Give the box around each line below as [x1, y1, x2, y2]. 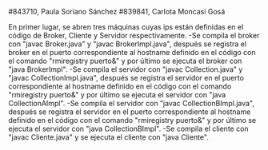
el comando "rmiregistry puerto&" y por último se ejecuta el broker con [8, 56, 242, 65]
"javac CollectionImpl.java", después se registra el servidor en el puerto [8, 73, 244, 82]
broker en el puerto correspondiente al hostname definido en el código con [8, 48, 256, 57]
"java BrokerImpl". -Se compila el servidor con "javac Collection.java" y [8, 65, 243, 74]
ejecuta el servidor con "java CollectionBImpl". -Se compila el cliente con [8, 124, 250, 133]
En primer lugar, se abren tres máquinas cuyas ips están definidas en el [8, 22, 244, 31]
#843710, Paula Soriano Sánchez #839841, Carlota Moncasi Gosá [8, 7, 226, 16]
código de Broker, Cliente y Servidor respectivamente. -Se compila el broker [8, 31, 260, 40]
